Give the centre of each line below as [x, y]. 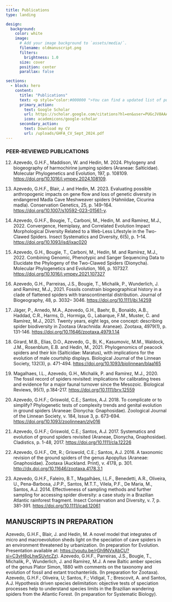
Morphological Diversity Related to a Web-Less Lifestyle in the [79, 231]
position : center [38, 67]
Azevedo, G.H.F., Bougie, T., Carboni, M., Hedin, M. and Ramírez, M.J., [87, 220]
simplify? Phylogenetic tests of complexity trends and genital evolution [88, 405]
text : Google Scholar [47, 110]
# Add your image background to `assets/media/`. [73, 43]
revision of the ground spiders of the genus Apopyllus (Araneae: [81, 458]
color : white [29, 34]
